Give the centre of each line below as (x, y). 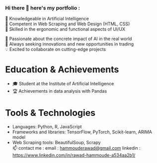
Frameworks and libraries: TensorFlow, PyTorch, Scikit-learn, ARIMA (82, 132)
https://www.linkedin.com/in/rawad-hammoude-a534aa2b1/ (74, 155)
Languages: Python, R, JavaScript (47, 127)
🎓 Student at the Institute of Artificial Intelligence (63, 84)
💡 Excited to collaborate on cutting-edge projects (55, 50)
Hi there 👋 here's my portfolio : (43, 8)
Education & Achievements (62, 70)
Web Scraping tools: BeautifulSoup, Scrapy (56, 143)
